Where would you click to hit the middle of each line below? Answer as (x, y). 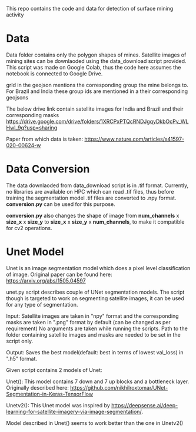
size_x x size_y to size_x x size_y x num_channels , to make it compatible (95, 222)
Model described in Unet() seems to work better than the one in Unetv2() (95, 423)
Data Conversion (48, 169)
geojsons (17, 97)
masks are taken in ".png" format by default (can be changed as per (88, 322)
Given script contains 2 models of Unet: (54, 370)
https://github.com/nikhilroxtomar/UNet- (119, 387)
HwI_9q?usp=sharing (32, 127)
